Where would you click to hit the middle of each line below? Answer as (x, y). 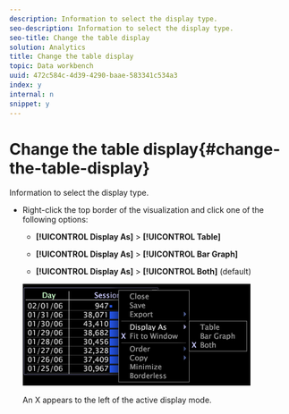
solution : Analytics (48, 47)
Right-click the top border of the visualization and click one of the (143, 210)
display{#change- (212, 149)
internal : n (31, 94)
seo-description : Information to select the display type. (122, 28)
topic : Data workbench (51, 66)
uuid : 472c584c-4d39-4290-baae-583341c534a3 (93, 76)
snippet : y (30, 104)
